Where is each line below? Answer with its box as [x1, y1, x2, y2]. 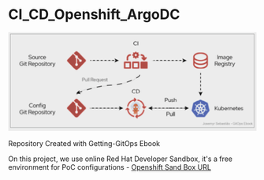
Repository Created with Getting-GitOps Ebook [8, 138, 160, 148]
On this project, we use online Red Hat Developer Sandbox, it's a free [8, 154, 233, 163]
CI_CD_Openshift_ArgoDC [8, 6, 180, 24]
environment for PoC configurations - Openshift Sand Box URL [8, 162, 211, 171]
